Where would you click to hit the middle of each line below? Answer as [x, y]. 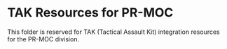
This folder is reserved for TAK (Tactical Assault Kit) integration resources [113, 32]
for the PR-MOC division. [43, 39]
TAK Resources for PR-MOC [90, 13]
